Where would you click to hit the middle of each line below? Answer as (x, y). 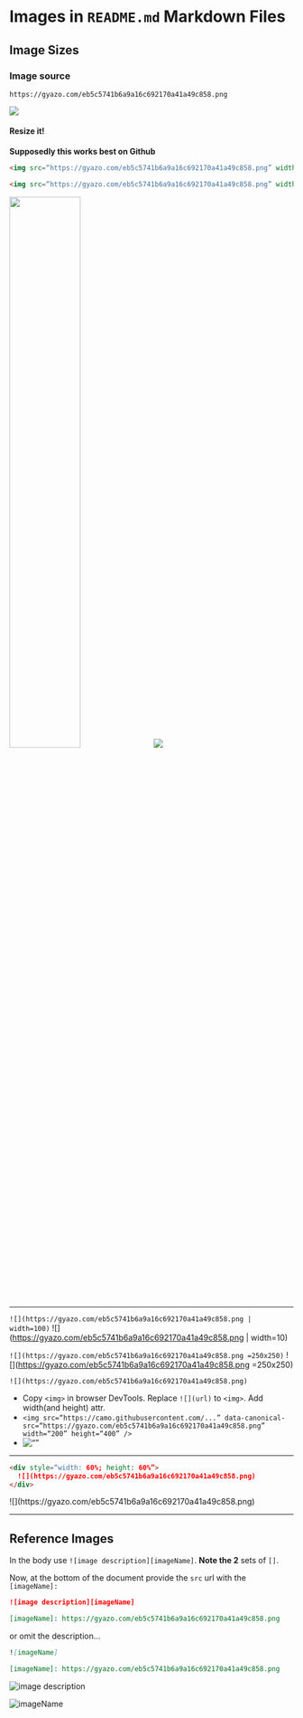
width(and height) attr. (64, 1407)
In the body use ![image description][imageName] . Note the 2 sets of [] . (144, 1561)
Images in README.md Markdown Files (147, 17)
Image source (40, 76)
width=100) (30, 1328)
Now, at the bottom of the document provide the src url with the (128, 1578)
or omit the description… (55, 1636)
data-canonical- (255, 1418)
